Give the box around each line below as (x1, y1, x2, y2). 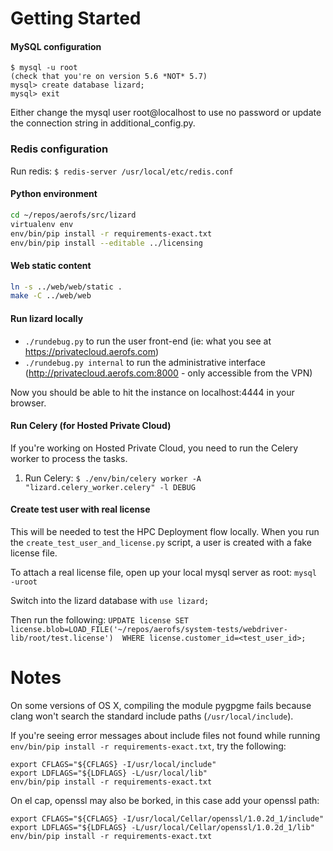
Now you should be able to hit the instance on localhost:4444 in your (10, 386, 295, 398)
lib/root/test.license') (10, 633, 114, 643)
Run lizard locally (10, 312, 84, 324)
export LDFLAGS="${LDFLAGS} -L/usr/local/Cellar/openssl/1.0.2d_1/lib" (10, 822, 315, 832)
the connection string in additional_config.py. (10, 117, 196, 129)
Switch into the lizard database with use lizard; (10, 594, 210, 606)
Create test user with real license (10, 503, 151, 516)
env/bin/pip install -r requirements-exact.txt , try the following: (10, 740, 287, 752)
